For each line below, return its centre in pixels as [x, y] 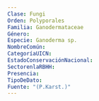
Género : [19, 34]
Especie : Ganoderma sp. [42, 41]
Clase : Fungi [27, 14]
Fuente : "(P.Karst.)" [39, 87]
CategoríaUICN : [30, 54]
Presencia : [23, 73]
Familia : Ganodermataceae [45, 27]
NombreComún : [27, 47]
